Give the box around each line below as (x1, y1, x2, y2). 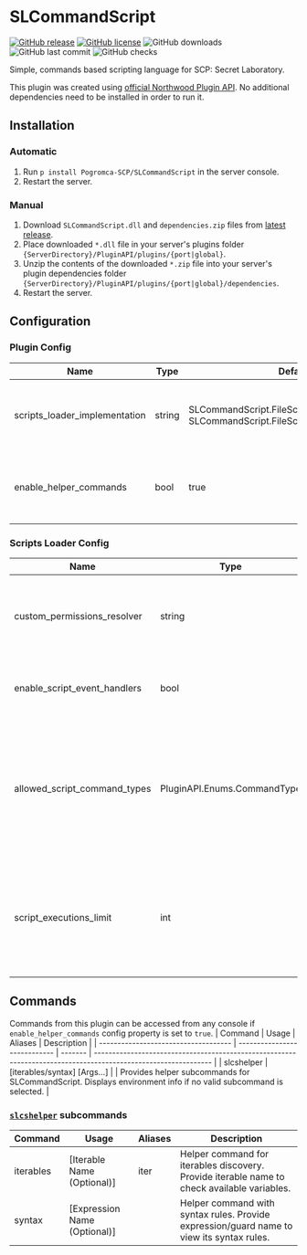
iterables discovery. (179, 1159, 265, 1172)
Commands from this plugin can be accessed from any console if (9, 1018, 256, 1028)
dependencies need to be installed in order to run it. (9, 91, 205, 102)
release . (22, 228, 54, 239)
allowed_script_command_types (14, 782, 152, 795)
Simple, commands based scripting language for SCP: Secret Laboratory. (9, 64, 285, 75)
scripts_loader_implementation (14, 408, 146, 421)
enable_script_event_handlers (14, 681, 142, 694)
